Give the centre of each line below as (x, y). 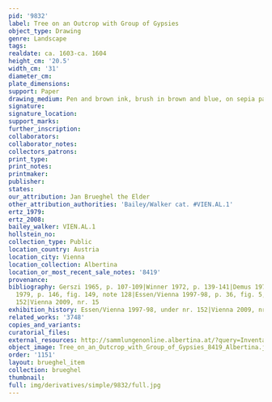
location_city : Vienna (47, 257)
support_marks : (34, 122)
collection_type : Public (50, 242)
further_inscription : (45, 129)
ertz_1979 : (27, 212)
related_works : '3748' (47, 317)
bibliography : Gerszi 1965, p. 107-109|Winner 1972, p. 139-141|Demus (130, 287)
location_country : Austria (54, 250)
